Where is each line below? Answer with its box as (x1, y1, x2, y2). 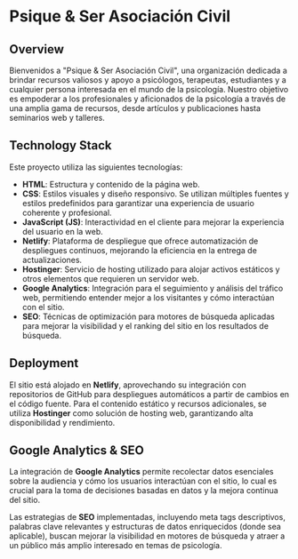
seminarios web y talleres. (9, 113, 105, 123)
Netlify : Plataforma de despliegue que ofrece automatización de (21, 236, 259, 246)
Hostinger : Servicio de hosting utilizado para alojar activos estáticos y (21, 264, 280, 275)
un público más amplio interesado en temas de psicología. (9, 540, 222, 551)
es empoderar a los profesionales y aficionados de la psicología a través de (9, 93, 286, 104)
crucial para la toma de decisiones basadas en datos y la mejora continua (9, 485, 278, 496)
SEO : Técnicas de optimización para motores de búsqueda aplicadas (21, 311, 276, 322)
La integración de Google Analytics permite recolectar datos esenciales (9, 467, 274, 477)
